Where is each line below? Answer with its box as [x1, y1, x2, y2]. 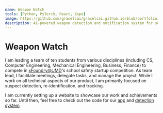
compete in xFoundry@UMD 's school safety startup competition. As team [5, 68, 153, 73]
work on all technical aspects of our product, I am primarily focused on [5, 78, 147, 84]
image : [5, 16, 18, 21]
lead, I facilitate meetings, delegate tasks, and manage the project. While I [5, 73, 153, 79]
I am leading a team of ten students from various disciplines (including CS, [5, 57, 154, 63]
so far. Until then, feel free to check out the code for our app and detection [5, 98, 154, 103]
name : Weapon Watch [5, 7, 45, 12]
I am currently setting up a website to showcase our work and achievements [5, 92, 158, 98]
